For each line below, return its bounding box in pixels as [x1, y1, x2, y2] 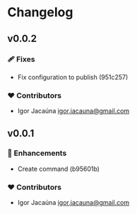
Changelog [7, 4, 73, 21]
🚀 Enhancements [7, 148, 67, 158]
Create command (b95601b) [17, 164, 100, 173]
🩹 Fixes [7, 54, 35, 64]
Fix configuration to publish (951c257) [17, 72, 129, 81]
